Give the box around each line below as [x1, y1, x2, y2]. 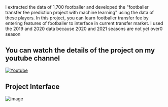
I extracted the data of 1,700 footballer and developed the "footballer [5, 4, 149, 10]
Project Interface [5, 82, 60, 91]
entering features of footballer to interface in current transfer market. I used [5, 20, 163, 26]
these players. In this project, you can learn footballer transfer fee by [5, 15, 149, 21]
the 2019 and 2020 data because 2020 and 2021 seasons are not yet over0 [5, 25, 163, 32]
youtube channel [5, 53, 60, 63]
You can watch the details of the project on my [5, 46, 155, 55]
